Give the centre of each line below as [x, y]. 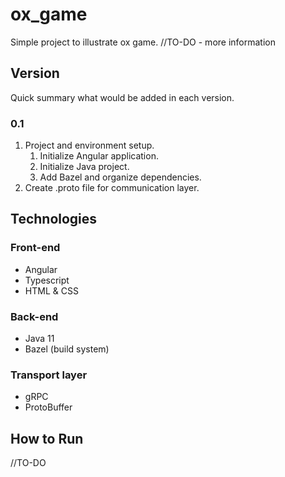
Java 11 [39, 339]
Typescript [47, 280]
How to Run [47, 438]
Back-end [34, 316]
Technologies [54, 219]
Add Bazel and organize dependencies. [120, 177]
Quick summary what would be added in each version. [122, 97]
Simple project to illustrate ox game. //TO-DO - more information [143, 42]
